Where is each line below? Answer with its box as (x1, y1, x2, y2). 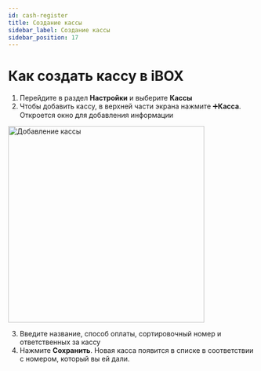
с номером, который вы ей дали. (19, 354, 130, 364)
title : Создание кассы (8, 19, 82, 27)
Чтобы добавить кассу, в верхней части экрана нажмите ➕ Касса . (19, 101, 241, 111)
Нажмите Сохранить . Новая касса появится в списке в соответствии (19, 346, 254, 355)
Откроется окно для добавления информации (19, 111, 174, 120)
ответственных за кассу (19, 337, 101, 347)
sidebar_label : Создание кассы (8, 26, 111, 34)
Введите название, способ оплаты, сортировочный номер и (19, 329, 222, 339)
